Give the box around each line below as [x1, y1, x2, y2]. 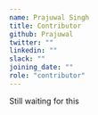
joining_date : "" [9, 63, 74, 72]
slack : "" [9, 54, 46, 63]
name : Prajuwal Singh [9, 12, 90, 22]
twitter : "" [9, 37, 53, 47]
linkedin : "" [9, 46, 58, 55]
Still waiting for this [9, 95, 80, 106]
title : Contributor [9, 21, 82, 30]
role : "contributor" [9, 71, 86, 80]
